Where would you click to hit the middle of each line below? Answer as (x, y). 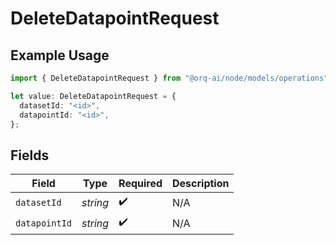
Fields (30, 155)
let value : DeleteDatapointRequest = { (93, 96)
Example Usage (60, 55)
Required (140, 184)
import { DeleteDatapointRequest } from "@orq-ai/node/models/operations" (169, 78)
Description (201, 184)
